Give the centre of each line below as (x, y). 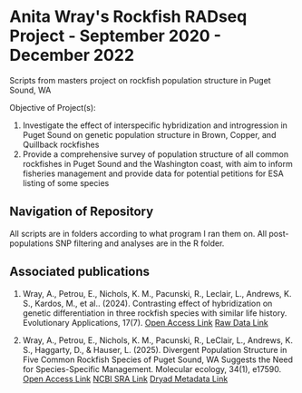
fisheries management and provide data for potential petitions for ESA (153, 173)
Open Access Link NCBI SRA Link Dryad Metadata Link (125, 378)
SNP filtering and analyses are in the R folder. (140, 243)
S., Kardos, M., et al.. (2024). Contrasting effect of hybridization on (147, 303)
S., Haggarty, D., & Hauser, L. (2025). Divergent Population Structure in (155, 349)
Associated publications (80, 272)
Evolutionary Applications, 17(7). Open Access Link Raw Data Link (146, 322)
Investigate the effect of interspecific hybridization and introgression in (155, 125)
